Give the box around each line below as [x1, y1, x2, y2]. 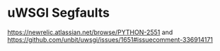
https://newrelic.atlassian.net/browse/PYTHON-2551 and [7, 28, 173, 36]
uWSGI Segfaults [7, 5, 110, 21]
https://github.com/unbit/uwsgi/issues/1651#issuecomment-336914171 [7, 35, 214, 43]
